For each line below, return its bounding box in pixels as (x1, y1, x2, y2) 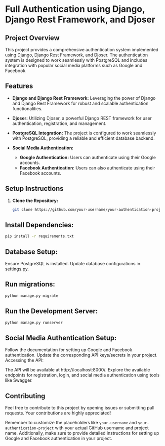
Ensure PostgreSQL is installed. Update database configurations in (5, 261, 141, 266)
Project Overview (5, 34, 60, 42)
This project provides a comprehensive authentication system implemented (5, 47, 159, 52)
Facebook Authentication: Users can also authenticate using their (19, 164, 156, 171)
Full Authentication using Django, (5, 3, 145, 15)
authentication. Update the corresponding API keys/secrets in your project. (5, 352, 158, 358)
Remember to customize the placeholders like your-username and (5, 420, 137, 425)
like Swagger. (5, 377, 33, 383)
